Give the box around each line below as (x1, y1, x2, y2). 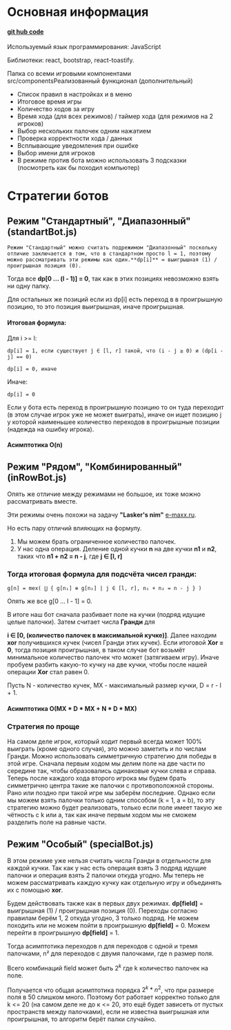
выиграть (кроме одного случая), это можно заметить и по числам (7, 745, 207, 753)
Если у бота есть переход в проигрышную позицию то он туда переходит (7, 403, 224, 411)
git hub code (7, 27, 44, 35)
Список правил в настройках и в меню (17, 90, 132, 99)
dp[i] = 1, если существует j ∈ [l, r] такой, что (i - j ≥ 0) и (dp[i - (7, 347, 224, 354)
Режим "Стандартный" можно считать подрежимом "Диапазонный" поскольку (7, 245, 217, 251)
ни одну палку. (7, 282, 51, 290)
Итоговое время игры (17, 97, 82, 106)
